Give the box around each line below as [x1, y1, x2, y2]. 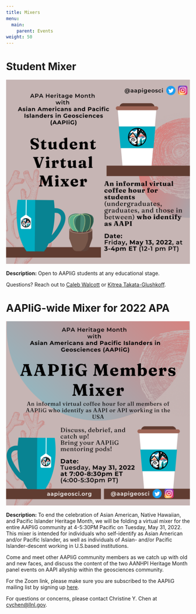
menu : [6, 15, 19, 22]
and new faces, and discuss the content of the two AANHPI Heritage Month [6, 560, 188, 567]
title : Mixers [6, 9, 41, 15]
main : [11, 22, 25, 27]
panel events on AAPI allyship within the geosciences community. [6, 566, 164, 573]
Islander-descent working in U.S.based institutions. [6, 543, 129, 549]
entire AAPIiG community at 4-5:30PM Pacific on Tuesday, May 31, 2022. [6, 524, 182, 530]
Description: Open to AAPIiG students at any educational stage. [6, 270, 160, 277]
